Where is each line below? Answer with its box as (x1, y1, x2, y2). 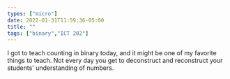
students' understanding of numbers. (7, 64, 114, 72)
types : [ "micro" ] (7, 10, 58, 17)
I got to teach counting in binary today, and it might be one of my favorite (7, 49, 217, 57)
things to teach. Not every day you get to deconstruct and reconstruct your (7, 57, 223, 65)
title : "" (7, 23, 36, 30)
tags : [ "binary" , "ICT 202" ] (7, 29, 89, 37)
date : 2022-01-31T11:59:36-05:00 (7, 17, 105, 24)
